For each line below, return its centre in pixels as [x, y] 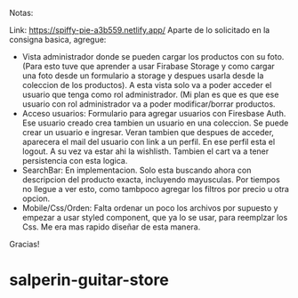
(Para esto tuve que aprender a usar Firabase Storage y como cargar [149, 66]
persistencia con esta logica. [75, 161]
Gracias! [24, 244]
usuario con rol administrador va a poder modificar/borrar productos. [149, 104]
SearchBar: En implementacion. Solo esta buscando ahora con [137, 170]
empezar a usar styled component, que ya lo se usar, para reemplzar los [155, 217]
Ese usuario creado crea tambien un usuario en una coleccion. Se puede [155, 123]
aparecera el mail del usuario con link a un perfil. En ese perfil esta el [149, 142]
